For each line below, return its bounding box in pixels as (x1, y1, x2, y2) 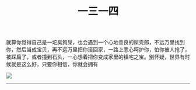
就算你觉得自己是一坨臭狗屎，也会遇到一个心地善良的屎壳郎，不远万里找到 (6, 39, 185, 46)
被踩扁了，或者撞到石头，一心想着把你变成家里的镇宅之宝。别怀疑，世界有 (6, 53, 185, 61)
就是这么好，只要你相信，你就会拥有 (10, 61, 98, 68)
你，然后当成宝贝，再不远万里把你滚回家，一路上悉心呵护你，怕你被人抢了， (6, 46, 190, 53)
